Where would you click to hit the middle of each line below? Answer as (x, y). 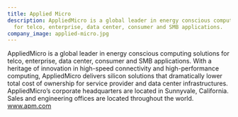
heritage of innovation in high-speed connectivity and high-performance (113, 68)
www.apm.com (29, 106)
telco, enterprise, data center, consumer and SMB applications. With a (110, 61)
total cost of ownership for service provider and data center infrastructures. (118, 84)
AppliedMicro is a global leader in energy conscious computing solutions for (119, 54)
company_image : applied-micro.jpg (58, 33)
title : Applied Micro (39, 14)
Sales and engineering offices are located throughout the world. (101, 99)
